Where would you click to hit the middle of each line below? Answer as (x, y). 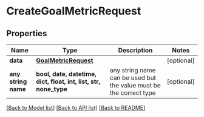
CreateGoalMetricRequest (74, 11)
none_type (52, 89)
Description (135, 50)
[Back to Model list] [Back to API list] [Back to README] (76, 108)
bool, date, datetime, (66, 74)
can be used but (133, 78)
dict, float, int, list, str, (68, 81)
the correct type (133, 93)
